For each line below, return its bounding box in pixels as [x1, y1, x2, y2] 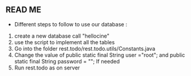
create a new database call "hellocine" [14, 32, 110, 39]
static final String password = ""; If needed [14, 57, 120, 65]
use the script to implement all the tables [14, 38, 115, 45]
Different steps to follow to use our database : [14, 20, 128, 28]
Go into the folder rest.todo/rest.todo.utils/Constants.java [14, 45, 156, 52]
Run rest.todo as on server [14, 64, 80, 71]
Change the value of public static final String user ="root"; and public [14, 51, 185, 59]
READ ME [5, 5, 41, 15]
